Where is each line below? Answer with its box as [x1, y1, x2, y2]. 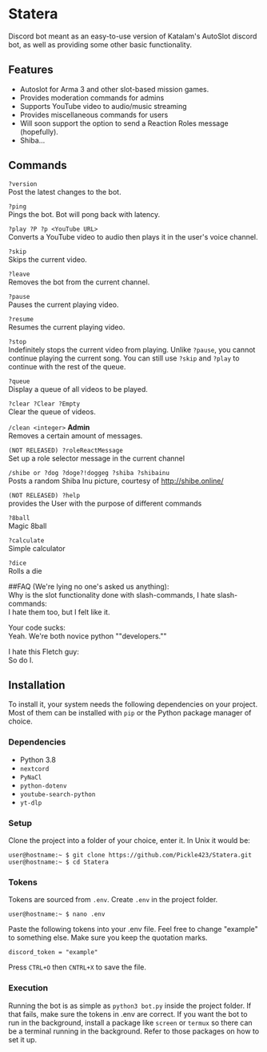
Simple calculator [8, 543, 66, 553]
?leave [8, 270, 30, 278]
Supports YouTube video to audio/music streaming [19, 101, 187, 111]
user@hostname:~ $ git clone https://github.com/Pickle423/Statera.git [8, 851, 252, 859]
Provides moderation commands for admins [19, 93, 165, 103]
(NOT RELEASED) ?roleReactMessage [8, 446, 124, 454]
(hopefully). [19, 127, 58, 136]
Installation [8, 678, 66, 691]
